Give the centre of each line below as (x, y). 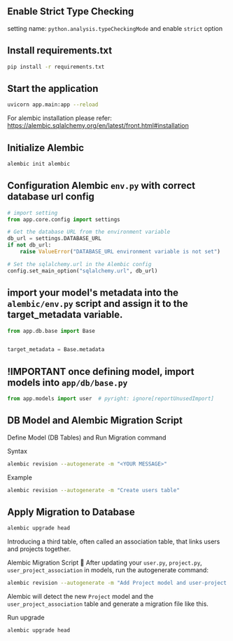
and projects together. (39, 549)
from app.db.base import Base (51, 331)
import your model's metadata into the (93, 293)
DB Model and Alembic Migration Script (95, 421)
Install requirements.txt (60, 51)
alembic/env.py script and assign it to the (98, 304)
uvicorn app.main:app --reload (53, 105)
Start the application (53, 88)
